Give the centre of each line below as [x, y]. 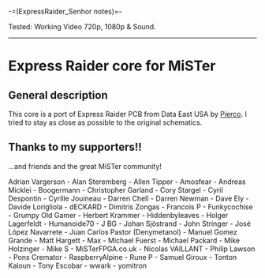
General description [58, 95]
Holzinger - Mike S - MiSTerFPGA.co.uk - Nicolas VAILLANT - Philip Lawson [132, 249]
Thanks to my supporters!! [75, 147]
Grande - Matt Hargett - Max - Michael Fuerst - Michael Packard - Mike [124, 240]
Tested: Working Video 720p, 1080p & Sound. [82, 26]
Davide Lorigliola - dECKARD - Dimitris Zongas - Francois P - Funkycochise [131, 207]
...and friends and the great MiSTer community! [85, 166]
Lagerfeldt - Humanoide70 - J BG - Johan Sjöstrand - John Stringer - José [129, 224]
